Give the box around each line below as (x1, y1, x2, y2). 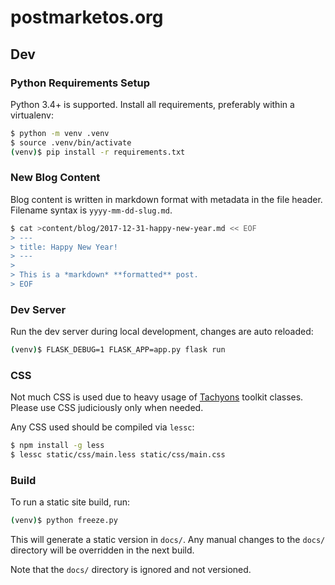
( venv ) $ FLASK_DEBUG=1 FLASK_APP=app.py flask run (10, 345, 226, 355)
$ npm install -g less (10, 441, 105, 451)
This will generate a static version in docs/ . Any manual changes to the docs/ (10, 534, 326, 546)
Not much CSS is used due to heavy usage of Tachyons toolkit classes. (10, 391, 304, 403)
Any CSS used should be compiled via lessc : (10, 421, 195, 433)
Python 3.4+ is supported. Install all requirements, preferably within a (10, 98, 295, 110)
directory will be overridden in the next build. (10, 544, 195, 556)
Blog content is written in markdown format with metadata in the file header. (10, 193, 323, 205)
